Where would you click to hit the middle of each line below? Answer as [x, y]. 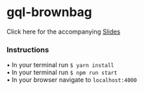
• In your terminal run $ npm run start [62, 72]
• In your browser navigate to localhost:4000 [72, 80]
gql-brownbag [50, 12]
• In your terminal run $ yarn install [60, 65]
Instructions [28, 50]
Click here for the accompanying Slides [64, 31]
